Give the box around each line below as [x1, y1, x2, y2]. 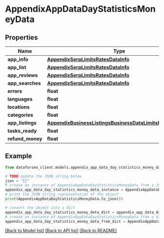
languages [7, 96, 33, 102]
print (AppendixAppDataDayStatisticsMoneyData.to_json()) [5, 196, 123, 201]
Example [5, 152, 32, 160]
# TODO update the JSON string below [5, 173, 82, 179]
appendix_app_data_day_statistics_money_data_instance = [5, 187, 123, 193]
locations [7, 104, 30, 110]
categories [7, 111, 33, 118]
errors [7, 88, 22, 94]
